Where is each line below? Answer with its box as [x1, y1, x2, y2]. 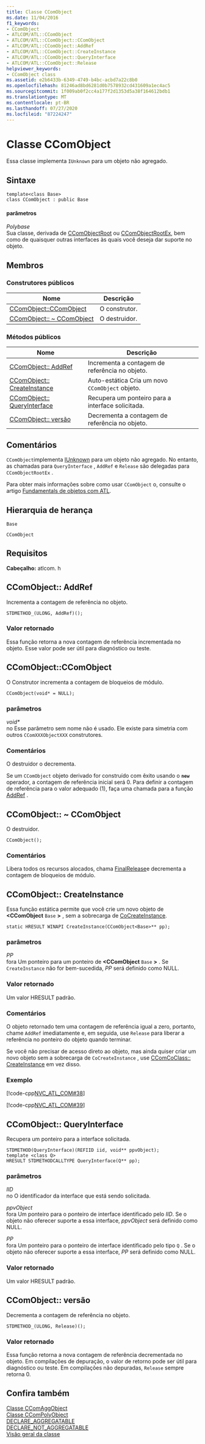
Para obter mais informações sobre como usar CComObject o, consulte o [6, 481, 186, 488]
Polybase [6, 223, 31, 231]
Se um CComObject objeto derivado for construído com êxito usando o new [6, 772, 190, 780]
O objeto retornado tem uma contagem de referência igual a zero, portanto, [6, 1023, 196, 1030]
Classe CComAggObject [6, 1404, 68, 1412]
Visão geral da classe [6, 1430, 60, 1437]
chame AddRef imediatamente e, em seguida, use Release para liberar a [6, 1029, 185, 1037]
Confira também [6, 1388, 70, 1399]
